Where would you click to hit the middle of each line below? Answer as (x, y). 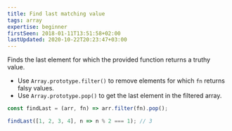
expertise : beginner (38, 27)
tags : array (25, 20)
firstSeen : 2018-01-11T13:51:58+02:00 (64, 33)
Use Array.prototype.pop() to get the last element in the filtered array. (120, 96)
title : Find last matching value (56, 14)
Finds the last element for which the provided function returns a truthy (109, 60)
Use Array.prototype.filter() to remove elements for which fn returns (121, 81)
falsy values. (36, 88)
